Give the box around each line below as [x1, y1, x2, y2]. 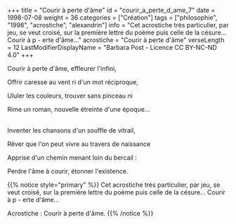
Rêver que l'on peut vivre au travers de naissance [7, 140, 151, 148]
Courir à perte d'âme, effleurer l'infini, [7, 65, 117, 72]
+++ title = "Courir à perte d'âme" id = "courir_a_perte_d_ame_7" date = [7, 6, 216, 14]
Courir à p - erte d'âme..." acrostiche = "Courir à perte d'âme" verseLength [7, 36, 225, 44]
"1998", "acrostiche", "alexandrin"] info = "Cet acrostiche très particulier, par [7, 21, 229, 29]
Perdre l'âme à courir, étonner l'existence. [7, 167, 129, 175]
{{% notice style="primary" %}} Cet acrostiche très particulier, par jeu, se [7, 180, 221, 189]
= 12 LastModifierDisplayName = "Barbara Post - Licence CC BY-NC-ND [7, 44, 218, 51]
